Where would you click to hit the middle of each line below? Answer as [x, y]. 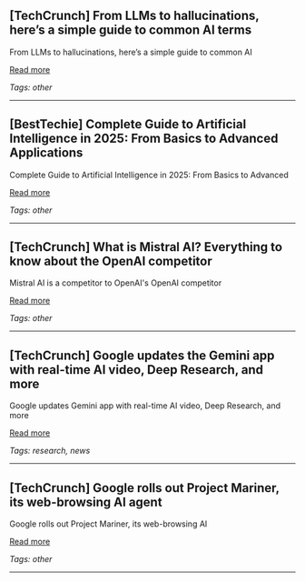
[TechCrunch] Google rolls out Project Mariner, [144, 488]
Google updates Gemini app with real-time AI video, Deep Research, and [145, 406]
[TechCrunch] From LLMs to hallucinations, [134, 16]
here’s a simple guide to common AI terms [131, 30]
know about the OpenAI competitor [111, 261]
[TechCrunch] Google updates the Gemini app [142, 355]
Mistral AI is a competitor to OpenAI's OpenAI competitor [116, 283]
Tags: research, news [50, 451]
